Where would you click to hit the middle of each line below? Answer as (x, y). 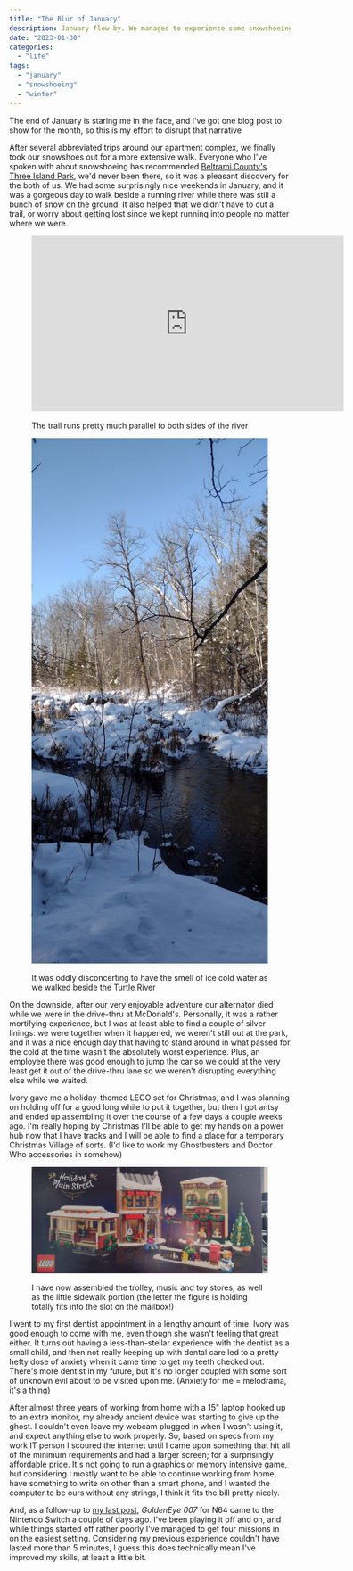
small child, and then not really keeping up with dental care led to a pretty (144, 1352)
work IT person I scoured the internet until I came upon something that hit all (150, 1445)
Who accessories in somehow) (66, 1155)
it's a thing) (30, 1390)
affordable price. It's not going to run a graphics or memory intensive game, (148, 1464)
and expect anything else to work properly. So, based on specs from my (142, 1435)
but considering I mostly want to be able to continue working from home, (143, 1473)
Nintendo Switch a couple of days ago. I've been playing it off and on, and (145, 1519)
